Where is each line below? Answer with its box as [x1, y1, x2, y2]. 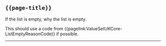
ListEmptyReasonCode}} [5, 31, 55, 37]
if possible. [56, 31, 79, 37]
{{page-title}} [5, 4, 52, 12]
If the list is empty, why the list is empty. [5, 16, 87, 22]
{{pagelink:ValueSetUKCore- [64, 25, 123, 31]
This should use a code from [5, 25, 63, 31]
